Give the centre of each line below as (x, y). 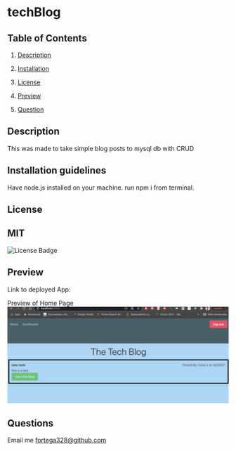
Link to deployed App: (39, 289)
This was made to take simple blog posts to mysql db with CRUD (101, 148)
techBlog (34, 12)
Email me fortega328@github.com (57, 440)
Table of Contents (47, 38)
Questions (31, 423)
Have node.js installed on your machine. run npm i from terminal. (101, 188)
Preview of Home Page (40, 303)
